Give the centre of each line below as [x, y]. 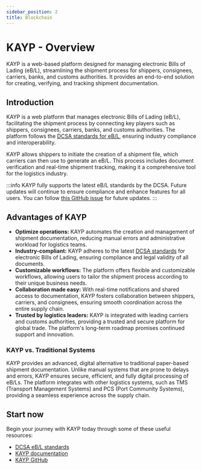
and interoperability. [31, 143]
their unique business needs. [51, 283]
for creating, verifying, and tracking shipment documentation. [83, 83]
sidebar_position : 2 [32, 12]
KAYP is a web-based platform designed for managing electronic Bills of [96, 64]
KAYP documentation [41, 453]
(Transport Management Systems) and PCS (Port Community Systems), [95, 389]
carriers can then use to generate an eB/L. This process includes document [100, 161]
